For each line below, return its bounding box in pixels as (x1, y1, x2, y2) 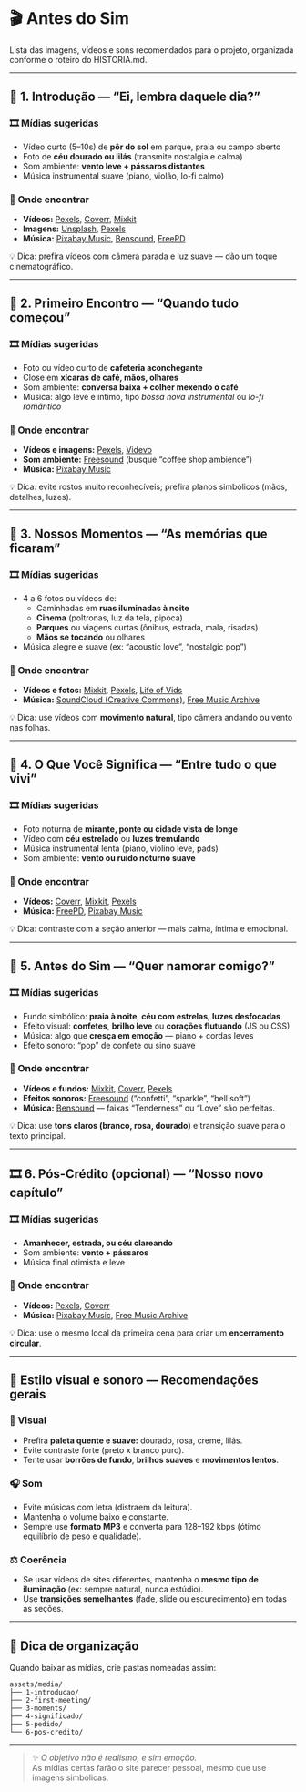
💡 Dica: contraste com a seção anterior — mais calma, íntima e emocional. (9, 923, 289, 934)
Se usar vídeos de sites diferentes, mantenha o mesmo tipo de (22, 1574, 260, 1585)
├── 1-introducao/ (9, 1687, 79, 1696)
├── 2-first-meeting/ (9, 1695, 92, 1705)
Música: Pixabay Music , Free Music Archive (22, 1309, 189, 1320)
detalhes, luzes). (9, 491, 72, 502)
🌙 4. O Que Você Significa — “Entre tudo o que (9, 757, 278, 773)
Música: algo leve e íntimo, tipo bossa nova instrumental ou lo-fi (22, 391, 264, 402)
